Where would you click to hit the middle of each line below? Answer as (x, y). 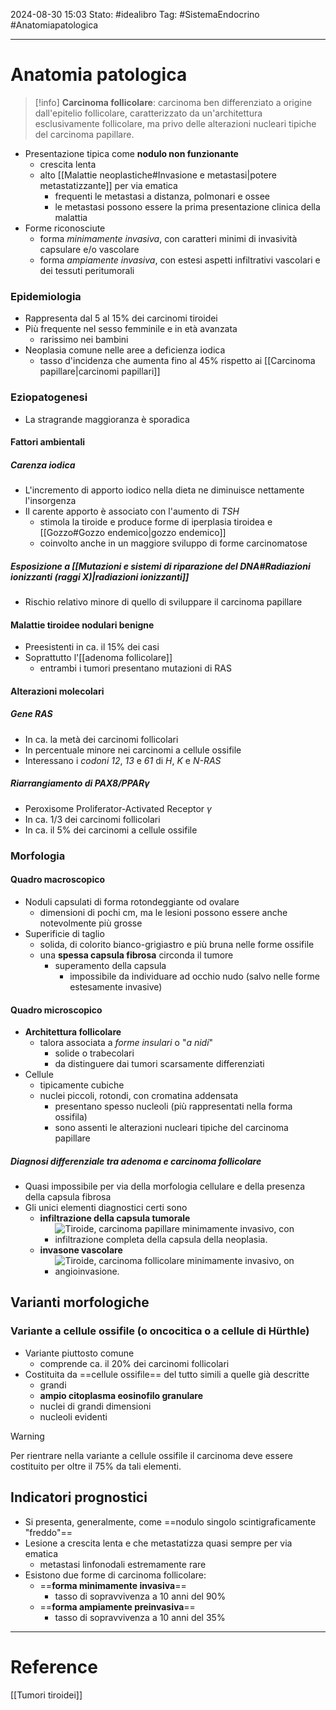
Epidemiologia (46, 296)
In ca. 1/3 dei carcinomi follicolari (92, 819)
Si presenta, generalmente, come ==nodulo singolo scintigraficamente (170, 1521)
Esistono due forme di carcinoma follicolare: (115, 1575)
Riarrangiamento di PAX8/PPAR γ (80, 783)
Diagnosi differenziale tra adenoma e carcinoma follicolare (136, 1161)
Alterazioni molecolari (57, 691)
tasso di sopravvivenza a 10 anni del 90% (140, 1596)
